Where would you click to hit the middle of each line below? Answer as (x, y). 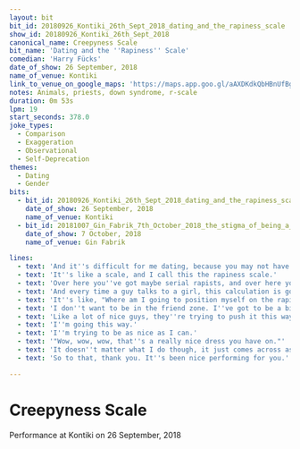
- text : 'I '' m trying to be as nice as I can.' (108, 333)
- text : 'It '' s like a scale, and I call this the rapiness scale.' (147, 275)
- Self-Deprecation (54, 159)
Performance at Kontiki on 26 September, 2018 (95, 435)
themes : (24, 167)
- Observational (47, 150)
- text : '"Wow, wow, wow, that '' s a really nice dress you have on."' (151, 342)
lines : (21, 258)
